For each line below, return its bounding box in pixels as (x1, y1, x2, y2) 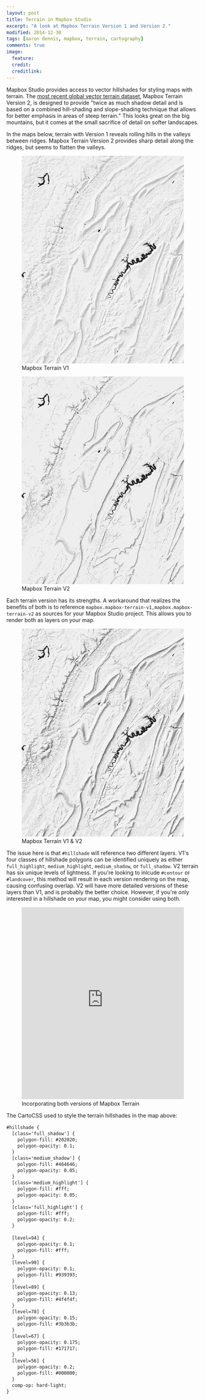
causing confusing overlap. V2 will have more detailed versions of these (6, 882, 188, 889)
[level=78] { (12, 1309, 45, 1315)
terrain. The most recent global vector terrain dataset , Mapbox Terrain (6, 92, 183, 99)
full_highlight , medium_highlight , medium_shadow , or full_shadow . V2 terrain (6, 862, 199, 869)
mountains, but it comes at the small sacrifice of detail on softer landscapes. (6, 119, 199, 126)
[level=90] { (12, 1259, 45, 1266)
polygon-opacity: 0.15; (17, 1315, 78, 1321)
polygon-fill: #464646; (17, 1161, 78, 1167)
